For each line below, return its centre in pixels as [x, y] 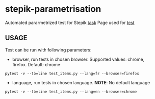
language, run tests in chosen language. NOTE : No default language [81, 82]
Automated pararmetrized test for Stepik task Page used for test [70, 23]
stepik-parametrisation [53, 9]
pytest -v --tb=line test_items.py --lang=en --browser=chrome [71, 92]
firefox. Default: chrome [36, 64]
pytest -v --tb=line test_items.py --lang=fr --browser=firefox [72, 74]
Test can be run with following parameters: [48, 49]
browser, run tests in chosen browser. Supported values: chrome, [78, 59]
